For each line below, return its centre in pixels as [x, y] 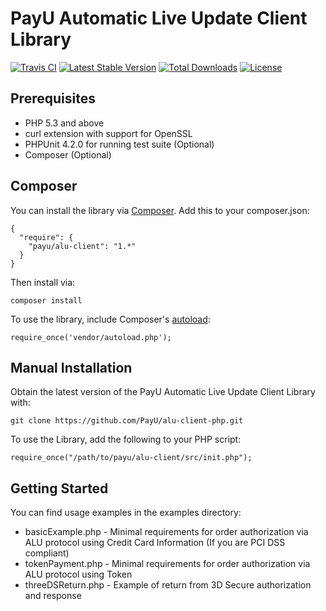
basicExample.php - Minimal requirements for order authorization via [166, 532]
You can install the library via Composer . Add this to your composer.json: [160, 210]
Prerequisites [53, 98]
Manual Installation [71, 367]
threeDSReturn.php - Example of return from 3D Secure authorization [168, 585]
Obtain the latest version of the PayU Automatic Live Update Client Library [163, 392]
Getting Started [59, 488]
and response [53, 596]
